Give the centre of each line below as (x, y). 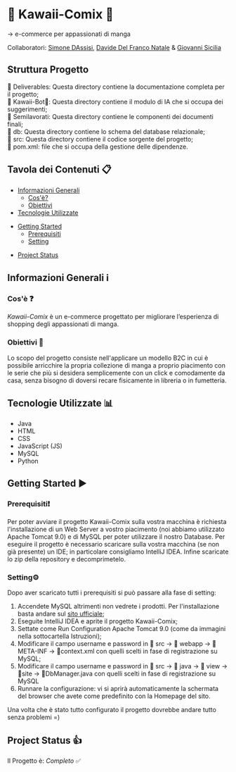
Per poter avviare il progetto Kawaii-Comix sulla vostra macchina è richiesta (117, 522)
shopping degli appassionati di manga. (63, 324)
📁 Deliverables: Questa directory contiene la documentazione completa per (116, 87)
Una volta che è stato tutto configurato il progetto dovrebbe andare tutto (112, 710)
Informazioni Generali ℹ (58, 278)
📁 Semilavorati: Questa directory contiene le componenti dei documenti (111, 116)
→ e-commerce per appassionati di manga (69, 34)
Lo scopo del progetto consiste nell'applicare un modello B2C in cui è (108, 358)
